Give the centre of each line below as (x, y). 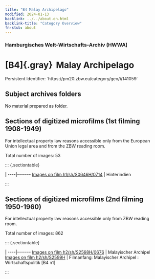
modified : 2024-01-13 (27, 14)
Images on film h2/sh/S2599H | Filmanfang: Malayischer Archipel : (72, 257)
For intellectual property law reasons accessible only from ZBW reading (77, 219)
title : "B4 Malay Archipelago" (37, 10)
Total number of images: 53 (33, 155)
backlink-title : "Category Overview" (44, 23)
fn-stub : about (21, 28)
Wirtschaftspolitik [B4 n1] (30, 263)
